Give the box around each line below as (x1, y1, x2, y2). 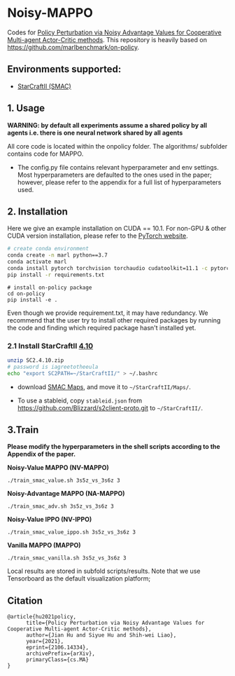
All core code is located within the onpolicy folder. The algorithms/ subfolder (7, 142, 228, 150)
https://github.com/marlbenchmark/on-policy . (7, 43, 140, 51)
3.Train (7, 424, 39, 436)
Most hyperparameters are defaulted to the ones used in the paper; (17, 170, 212, 179)
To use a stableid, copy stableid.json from (17, 396, 142, 405)
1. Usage (7, 102, 45, 114)
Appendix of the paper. (7, 450, 76, 459)
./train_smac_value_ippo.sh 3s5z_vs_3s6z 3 (7, 529, 136, 536)
